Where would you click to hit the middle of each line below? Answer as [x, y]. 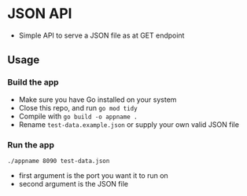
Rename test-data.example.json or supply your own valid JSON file [129, 124]
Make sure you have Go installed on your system [98, 100]
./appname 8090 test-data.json [59, 161]
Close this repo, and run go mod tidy [78, 107]
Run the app [31, 144]
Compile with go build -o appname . [78, 116]
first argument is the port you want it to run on [93, 175]
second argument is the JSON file [74, 183]
